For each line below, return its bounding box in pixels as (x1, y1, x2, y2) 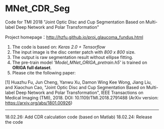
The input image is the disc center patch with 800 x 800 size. (12, 49, 136, 55)
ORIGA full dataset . (12, 64, 52, 71)
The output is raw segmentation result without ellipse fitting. (12, 54, 133, 60)
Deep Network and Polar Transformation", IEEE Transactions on (16, 90, 144, 95)
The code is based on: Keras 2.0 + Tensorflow (12, 44, 106, 50)
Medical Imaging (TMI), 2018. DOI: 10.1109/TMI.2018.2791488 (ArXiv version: (5, 94, 159, 100)
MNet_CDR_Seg (5, 3, 70, 14)
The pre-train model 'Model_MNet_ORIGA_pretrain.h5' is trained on (12, 59, 147, 65)
